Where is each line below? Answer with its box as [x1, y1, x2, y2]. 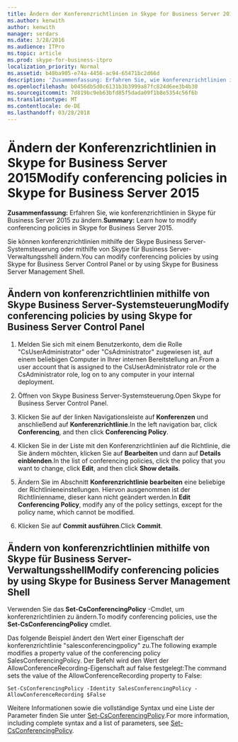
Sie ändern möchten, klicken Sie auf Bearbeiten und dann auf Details [17, 449, 221, 457]
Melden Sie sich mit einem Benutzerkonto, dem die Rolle [17, 339, 183, 348]
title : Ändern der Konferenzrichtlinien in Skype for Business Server [7, 10, 220, 18]
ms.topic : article [7, 50, 62, 57]
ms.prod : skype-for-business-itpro [7, 57, 113, 64]
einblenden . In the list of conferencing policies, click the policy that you [17, 456, 225, 465]
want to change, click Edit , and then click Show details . [17, 463, 181, 472]
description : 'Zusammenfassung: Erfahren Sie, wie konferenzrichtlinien [7, 76, 227, 84]
